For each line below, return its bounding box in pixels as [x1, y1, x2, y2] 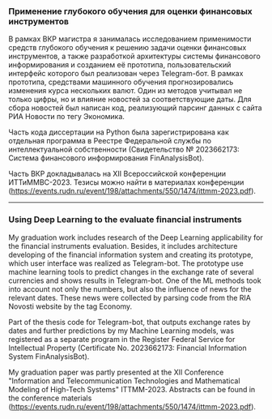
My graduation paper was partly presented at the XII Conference [8, 367, 224, 377]
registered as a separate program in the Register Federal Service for [8, 334, 236, 344]
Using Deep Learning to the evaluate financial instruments [8, 214, 242, 225]
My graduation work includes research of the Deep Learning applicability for [8, 233, 263, 242]
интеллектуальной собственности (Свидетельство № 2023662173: [8, 144, 240, 155]
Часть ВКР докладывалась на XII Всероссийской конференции [8, 169, 227, 179]
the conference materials [8, 393, 92, 403]
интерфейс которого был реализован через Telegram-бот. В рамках [8, 69, 244, 79]
